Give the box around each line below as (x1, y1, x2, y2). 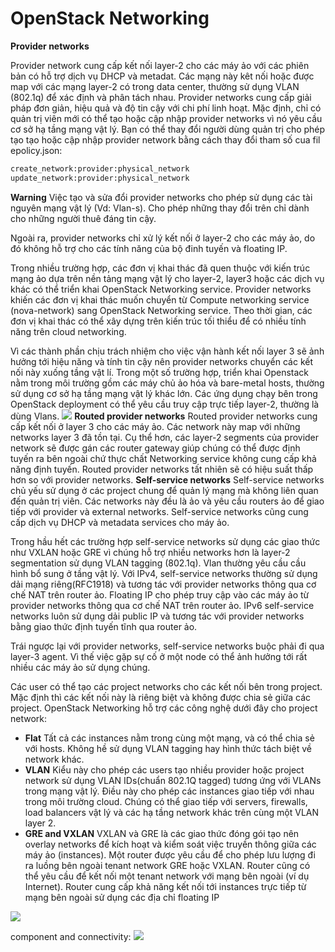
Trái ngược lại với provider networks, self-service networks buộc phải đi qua (10, 640, 325, 652)
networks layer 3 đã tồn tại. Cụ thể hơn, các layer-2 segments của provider (10, 431, 320, 443)
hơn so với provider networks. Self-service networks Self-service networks (10, 473, 325, 486)
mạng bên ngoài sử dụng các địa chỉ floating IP (24, 891, 220, 903)
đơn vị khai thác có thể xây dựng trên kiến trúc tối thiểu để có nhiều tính (10, 315, 307, 327)
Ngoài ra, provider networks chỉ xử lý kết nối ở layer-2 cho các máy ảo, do (10, 232, 316, 244)
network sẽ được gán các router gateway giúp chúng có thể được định (10, 442, 301, 454)
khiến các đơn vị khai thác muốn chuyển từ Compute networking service (10, 293, 310, 306)
